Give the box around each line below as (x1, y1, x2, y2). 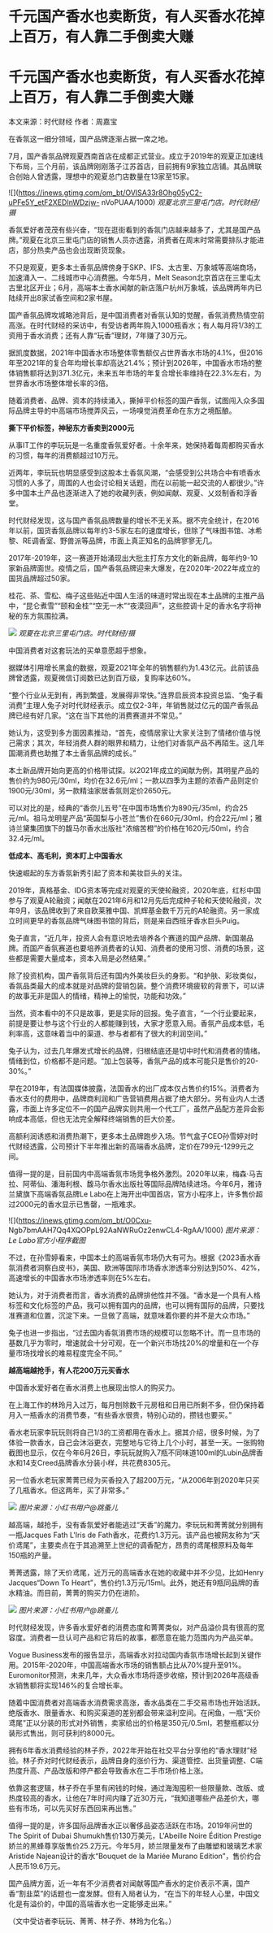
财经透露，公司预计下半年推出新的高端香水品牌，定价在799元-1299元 (15, 1141, 248, 1151)
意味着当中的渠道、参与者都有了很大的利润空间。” (43, 1029, 208, 1039)
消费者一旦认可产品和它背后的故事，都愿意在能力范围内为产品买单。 (29, 1633, 258, 1643)
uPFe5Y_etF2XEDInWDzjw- (8, 198, 100, 207)
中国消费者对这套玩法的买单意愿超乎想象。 (8, 645, 151, 655)
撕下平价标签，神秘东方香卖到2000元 (8, 424, 135, 433)
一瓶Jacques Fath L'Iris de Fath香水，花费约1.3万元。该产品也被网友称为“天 (8, 1530, 260, 1540)
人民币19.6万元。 (8, 1861, 65, 1871)
